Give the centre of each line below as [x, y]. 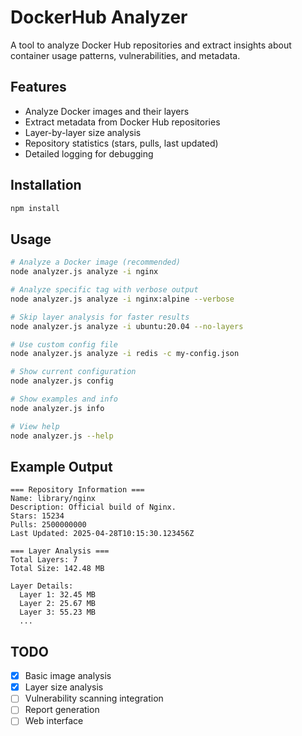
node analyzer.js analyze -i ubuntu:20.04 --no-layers [127, 326]
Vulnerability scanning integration [94, 698]
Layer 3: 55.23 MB [58, 612]
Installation [46, 185]
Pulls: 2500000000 [48, 525]
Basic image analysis [68, 676]
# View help [35, 426]
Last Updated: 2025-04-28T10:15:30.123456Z [102, 534]
